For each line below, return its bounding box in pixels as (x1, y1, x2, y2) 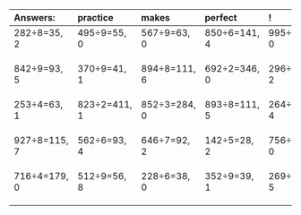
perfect (204, 12, 237, 23)
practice (77, 12, 114, 23)
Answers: (13, 12, 56, 23)
